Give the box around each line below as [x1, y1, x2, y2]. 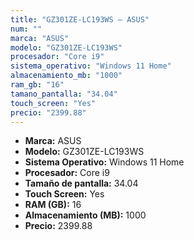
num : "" [10, 24, 43, 34]
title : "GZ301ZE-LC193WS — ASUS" [10, 14, 150, 25]
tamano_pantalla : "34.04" [10, 89, 118, 99]
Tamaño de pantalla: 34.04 [24, 177, 139, 190]
